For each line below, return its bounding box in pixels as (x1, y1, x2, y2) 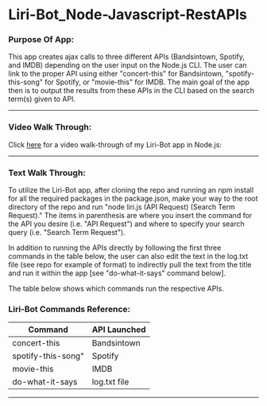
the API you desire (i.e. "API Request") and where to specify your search (8, 219, 245, 228)
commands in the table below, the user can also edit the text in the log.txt (8, 252, 249, 261)
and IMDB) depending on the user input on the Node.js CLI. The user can (8, 61, 248, 70)
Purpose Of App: (8, 34, 74, 45)
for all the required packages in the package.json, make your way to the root (8, 193, 258, 204)
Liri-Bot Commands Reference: (8, 304, 131, 314)
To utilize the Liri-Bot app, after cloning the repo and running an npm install (8, 185, 254, 195)
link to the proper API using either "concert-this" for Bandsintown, (8, 69, 224, 79)
